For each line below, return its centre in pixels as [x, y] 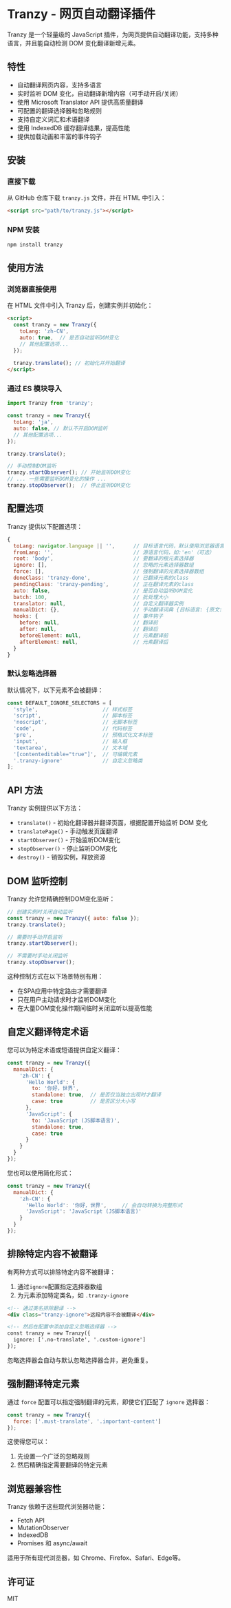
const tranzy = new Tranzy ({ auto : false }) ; [73, 918]
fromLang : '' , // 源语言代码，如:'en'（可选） [114, 552]
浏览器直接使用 [32, 289]
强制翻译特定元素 [43, 1384]
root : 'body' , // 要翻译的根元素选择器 [103, 558]
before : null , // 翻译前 [89, 623]
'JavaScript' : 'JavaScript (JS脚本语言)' [84, 1212]
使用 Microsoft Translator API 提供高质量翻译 [80, 102]
